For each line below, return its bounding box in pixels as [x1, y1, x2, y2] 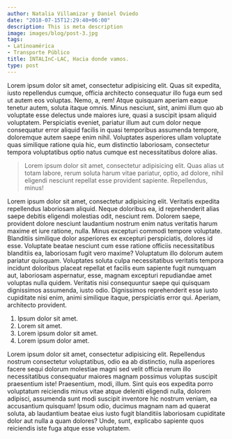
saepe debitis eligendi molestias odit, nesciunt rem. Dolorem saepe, [7, 212, 202, 220]
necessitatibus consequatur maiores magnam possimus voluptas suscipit [7, 372, 217, 380]
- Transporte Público [7, 49, 70, 56]
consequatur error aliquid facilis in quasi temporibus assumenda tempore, [7, 125, 219, 134]
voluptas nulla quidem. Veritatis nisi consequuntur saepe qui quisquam [7, 278, 210, 286]
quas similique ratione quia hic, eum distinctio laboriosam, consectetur [7, 140, 210, 148]
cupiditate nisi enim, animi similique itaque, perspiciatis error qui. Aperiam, [7, 293, 221, 302]
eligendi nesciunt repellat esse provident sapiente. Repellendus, [24, 176, 208, 185]
